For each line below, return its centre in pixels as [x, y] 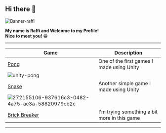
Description [128, 52]
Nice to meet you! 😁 [26, 36]
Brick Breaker [23, 115]
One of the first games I [126, 61]
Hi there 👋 [21, 9]
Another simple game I [124, 83]
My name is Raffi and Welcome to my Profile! [52, 31]
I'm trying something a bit [128, 112]
